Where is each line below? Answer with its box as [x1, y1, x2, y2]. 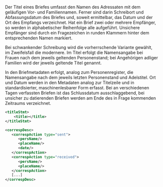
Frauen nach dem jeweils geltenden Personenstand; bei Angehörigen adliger [5, 55, 158, 60]
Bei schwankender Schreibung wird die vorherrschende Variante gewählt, [5, 45, 153, 50]
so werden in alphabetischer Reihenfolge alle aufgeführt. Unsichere [5, 25, 140, 31]
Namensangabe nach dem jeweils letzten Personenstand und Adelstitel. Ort [5, 75, 156, 80]
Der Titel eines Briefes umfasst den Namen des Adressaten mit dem [5, 4, 141, 10]
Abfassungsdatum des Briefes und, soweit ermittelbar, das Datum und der [5, 15, 153, 20]
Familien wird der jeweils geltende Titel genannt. [5, 60, 102, 66]
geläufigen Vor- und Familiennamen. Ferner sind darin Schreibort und [5, 9, 144, 15]
